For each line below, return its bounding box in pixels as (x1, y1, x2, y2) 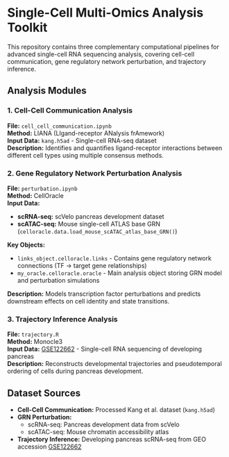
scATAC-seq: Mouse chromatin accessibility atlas (27, 428, 169, 436)
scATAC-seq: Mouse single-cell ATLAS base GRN (17, 219, 161, 228)
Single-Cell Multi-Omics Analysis (7, 5, 203, 21)
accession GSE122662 (17, 442, 82, 451)
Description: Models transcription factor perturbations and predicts (7, 290, 201, 298)
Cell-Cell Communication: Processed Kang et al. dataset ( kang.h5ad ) (17, 406, 215, 414)
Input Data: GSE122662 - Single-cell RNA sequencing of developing (7, 345, 203, 354)
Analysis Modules (7, 85, 87, 97)
